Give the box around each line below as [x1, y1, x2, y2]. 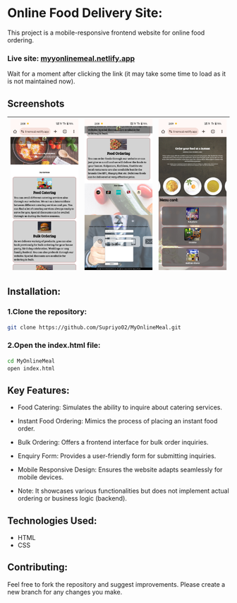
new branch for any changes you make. [7, 587, 123, 596]
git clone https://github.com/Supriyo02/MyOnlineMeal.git [7, 324, 181, 331]
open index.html [7, 365, 55, 372]
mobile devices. [17, 473, 64, 481]
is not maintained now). [7, 77, 75, 86]
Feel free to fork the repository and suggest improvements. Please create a [7, 580, 226, 588]
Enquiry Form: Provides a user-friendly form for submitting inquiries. [17, 452, 217, 460]
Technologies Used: [7, 515, 97, 527]
